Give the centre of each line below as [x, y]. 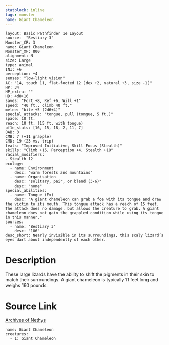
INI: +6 [14, 70]
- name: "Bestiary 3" [33, 227]
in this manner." [24, 218]
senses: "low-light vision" [35, 78]
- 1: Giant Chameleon [33, 339]
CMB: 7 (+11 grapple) [28, 137]
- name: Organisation [33, 177]
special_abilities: [26, 191]
